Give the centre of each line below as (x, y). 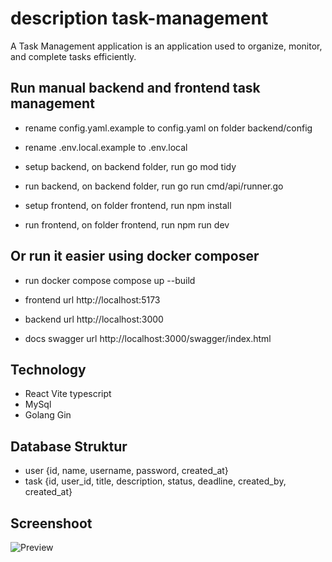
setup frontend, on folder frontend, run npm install (128, 205)
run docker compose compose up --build (110, 280)
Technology (48, 369)
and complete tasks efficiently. (73, 56)
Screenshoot (51, 523)
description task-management (139, 18)
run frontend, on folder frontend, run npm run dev (127, 224)
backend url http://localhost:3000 (94, 319)
